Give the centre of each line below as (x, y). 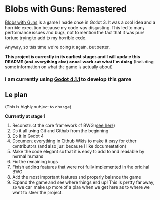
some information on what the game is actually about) (59, 67)
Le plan (16, 95)
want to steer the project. (37, 192)
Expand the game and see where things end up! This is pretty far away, (83, 182)
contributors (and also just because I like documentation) (69, 146)
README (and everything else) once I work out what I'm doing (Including (79, 62)
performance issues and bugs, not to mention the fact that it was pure (75, 32)
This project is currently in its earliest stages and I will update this (73, 56)
